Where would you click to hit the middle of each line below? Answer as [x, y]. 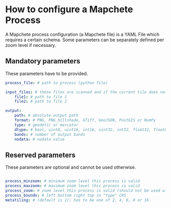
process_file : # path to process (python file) [57, 83]
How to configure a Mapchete [69, 9]
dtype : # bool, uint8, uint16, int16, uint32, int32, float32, [83, 129]
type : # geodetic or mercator [47, 125]
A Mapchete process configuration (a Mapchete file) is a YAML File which [82, 34]
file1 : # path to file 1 [41, 97]
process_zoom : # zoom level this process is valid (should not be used [83, 190]
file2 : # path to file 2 [41, 101]
